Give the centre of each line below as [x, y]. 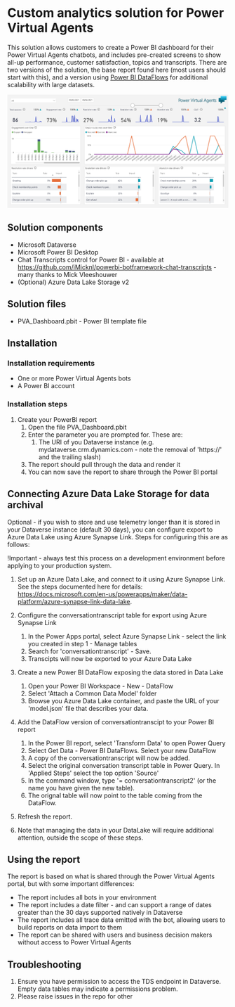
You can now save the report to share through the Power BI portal [123, 472]
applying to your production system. [60, 565]
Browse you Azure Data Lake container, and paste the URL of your [123, 700]
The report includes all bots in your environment [87, 897]
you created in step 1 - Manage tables [82, 643]
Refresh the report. [45, 816]
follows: [19, 544]
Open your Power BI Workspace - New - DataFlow [101, 686]
